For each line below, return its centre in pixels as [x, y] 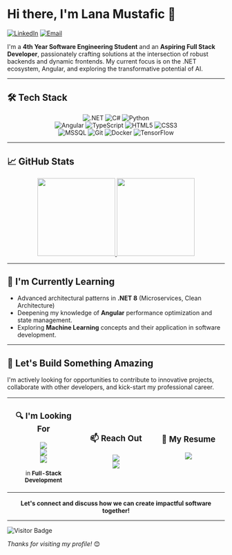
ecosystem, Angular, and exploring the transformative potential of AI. [105, 68]
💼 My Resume [188, 440]
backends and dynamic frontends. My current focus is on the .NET [102, 61]
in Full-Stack [43, 473]
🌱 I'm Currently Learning [61, 282]
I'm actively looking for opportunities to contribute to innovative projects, [110, 380]
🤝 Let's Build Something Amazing [80, 363]
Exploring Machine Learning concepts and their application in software [119, 328]
